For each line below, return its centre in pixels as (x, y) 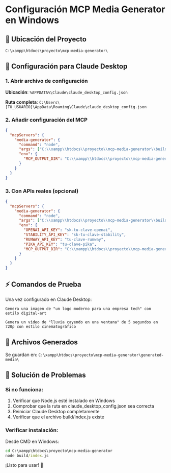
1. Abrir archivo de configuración (47, 81)
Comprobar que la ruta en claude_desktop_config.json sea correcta (83, 406)
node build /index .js (27, 456)
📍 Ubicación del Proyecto (46, 39)
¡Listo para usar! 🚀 (24, 465)
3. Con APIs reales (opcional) (42, 191)
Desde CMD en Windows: (32, 441)
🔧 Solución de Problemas (46, 375)
